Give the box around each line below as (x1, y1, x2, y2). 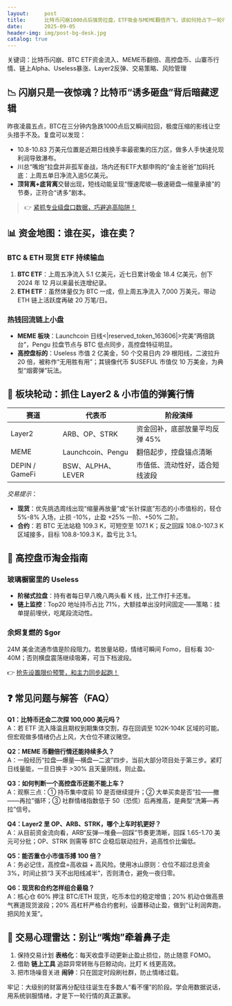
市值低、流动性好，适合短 (136, 460, 220, 470)
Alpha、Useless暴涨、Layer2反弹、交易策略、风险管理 (30, 64, 187, 72)
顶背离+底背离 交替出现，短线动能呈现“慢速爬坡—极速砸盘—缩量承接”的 (17, 180, 221, 188)
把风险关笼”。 (7, 909, 47, 918)
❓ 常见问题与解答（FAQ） (7, 693, 115, 704)
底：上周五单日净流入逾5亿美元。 (17, 171, 113, 180)
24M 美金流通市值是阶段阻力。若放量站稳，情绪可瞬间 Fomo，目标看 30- (7, 645, 215, 653)
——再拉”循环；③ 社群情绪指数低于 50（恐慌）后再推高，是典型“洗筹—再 (7, 796, 220, 804)
